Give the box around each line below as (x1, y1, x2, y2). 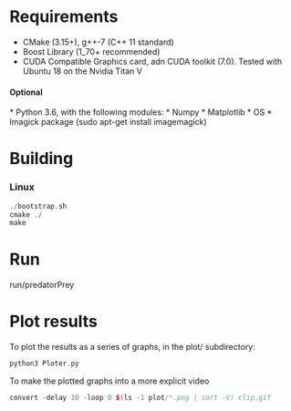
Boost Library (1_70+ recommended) (22, 46, 161, 57)
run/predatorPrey (9, 280, 75, 291)
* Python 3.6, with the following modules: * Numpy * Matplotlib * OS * (9, 107, 273, 118)
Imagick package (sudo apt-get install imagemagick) (9, 117, 207, 128)
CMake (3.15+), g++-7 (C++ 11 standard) (22, 36, 175, 47)
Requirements (9, 6, 119, 27)
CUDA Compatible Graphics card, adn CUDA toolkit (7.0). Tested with (22, 56, 283, 67)
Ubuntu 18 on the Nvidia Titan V (22, 66, 143, 77)
